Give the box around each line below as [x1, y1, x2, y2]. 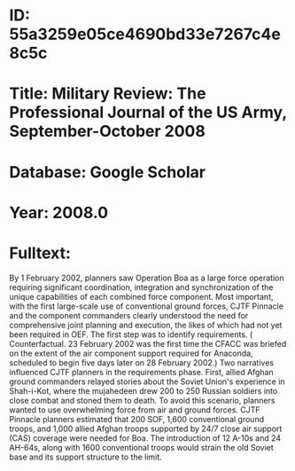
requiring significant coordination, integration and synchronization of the [9, 281, 274, 293]
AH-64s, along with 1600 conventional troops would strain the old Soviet [9, 442, 275, 452]
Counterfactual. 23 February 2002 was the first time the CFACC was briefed [9, 338, 287, 349]
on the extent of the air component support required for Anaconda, [9, 348, 254, 358]
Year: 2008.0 [9, 202, 109, 223]
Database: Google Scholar [9, 161, 206, 182]
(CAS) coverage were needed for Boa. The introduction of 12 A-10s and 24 [9, 432, 282, 444]
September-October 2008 [9, 122, 206, 142]
